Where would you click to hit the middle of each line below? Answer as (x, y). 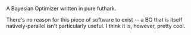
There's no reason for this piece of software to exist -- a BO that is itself (94, 20)
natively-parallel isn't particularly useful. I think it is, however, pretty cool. (96, 26)
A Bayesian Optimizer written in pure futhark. (61, 8)
